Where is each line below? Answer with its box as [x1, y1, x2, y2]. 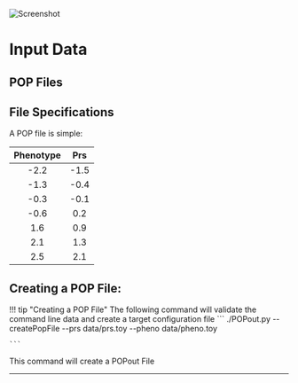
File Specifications [9, 105, 114, 120]
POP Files [9, 74, 64, 90]
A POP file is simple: [9, 129, 83, 139]
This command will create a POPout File [9, 356, 155, 367]
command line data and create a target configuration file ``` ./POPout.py [9, 314, 271, 324]
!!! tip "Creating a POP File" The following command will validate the [9, 304, 257, 315]
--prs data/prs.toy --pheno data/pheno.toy [61, 324, 218, 334]
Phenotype [13, 149, 62, 161]
